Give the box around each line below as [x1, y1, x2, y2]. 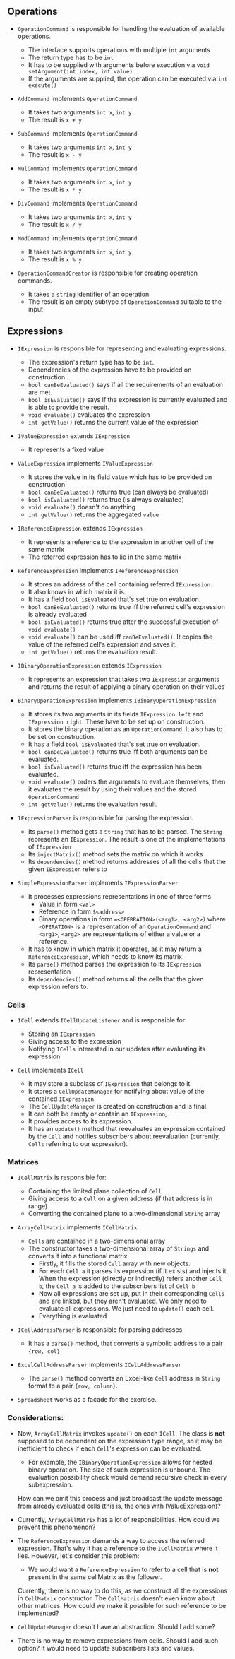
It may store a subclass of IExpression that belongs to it [28, 1079, 191, 1087]
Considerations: [7, 1413, 64, 1423]
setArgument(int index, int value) [28, 68, 133, 75]
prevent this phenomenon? [17, 1523, 96, 1531]
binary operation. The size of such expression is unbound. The [28, 1465, 210, 1474]
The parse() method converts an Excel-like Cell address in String [28, 1374, 221, 1383]
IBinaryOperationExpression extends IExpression [17, 661, 162, 670]
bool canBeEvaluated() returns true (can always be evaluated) [28, 488, 210, 496]
